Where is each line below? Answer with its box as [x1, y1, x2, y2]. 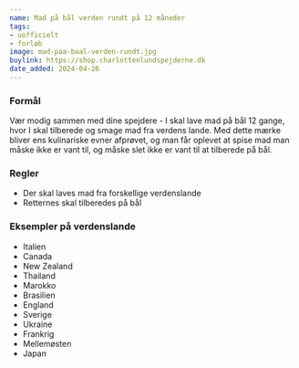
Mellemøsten [22, 338, 72, 349]
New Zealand [22, 260, 73, 271]
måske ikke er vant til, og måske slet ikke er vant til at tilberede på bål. [9, 144, 273, 155]
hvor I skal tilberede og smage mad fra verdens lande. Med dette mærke [9, 125, 281, 136]
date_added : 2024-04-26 [9, 65, 100, 74]
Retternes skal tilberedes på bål [22, 197, 142, 208]
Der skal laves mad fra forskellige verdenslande [22, 188, 202, 199]
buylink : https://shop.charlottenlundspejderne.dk [9, 56, 206, 65]
